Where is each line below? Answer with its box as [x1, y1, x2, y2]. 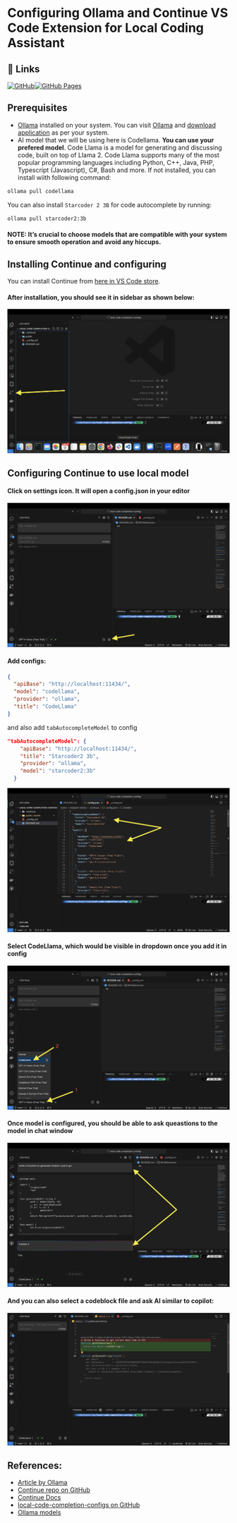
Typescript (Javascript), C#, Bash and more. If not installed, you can [17, 166, 217, 174]
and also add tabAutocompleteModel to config [7, 723, 138, 731]
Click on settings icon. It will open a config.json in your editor [7, 487, 190, 495]
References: [7, 1460, 62, 1472]
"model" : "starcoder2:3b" [20, 767, 97, 775]
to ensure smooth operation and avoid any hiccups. [7, 238, 162, 246]
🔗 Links [7, 63, 40, 75]
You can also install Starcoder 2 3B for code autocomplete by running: [7, 200, 212, 209]
